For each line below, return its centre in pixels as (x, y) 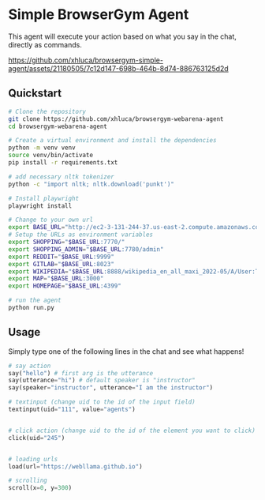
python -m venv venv (42, 148)
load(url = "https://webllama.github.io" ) (76, 466)
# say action (30, 366)
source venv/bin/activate (50, 156)
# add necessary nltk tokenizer (61, 177)
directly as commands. (45, 44)
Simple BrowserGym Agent (99, 15)
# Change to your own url (50, 220)
